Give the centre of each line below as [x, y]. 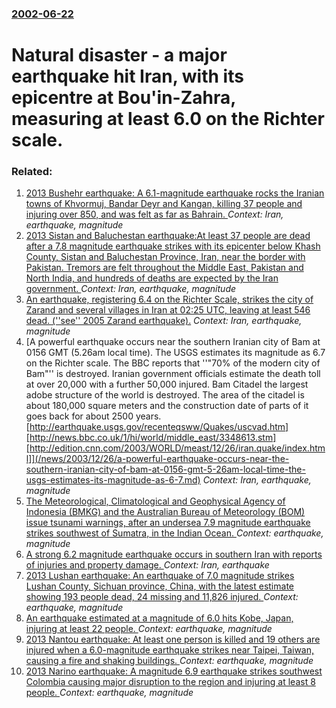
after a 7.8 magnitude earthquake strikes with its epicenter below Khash [173, 246]
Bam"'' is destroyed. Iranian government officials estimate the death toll [173, 374]
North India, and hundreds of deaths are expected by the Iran [152, 278]
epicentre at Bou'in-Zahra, [123, 98]
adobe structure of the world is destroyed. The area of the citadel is [165, 395]
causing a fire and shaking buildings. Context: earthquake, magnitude [169, 661]
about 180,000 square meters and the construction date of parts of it [167, 406]
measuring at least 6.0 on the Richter [168, 119]
